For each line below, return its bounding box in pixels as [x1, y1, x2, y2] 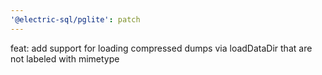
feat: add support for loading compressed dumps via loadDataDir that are [10, 42, 313, 54]
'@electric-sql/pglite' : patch [10, 14, 141, 25]
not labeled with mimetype [10, 52, 120, 65]
